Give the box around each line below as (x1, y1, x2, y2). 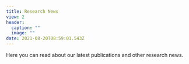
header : (6, 19, 25, 25)
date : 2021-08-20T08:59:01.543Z (6, 35, 85, 41)
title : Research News (6, 8, 59, 15)
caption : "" (11, 24, 41, 31)
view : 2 (6, 14, 25, 20)
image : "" (11, 30, 35, 36)
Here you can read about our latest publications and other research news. (6, 52, 184, 58)
